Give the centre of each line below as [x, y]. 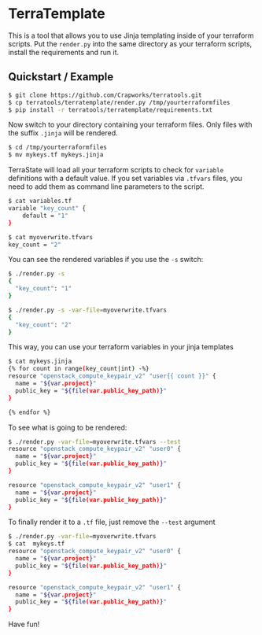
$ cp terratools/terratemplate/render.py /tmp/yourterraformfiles [119, 102]
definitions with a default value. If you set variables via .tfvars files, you [125, 179]
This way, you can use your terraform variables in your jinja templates [121, 347]
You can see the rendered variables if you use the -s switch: [106, 260]
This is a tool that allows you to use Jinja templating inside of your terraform [131, 35]
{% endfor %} [30, 412]
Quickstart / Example [61, 77]
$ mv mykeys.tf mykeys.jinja [56, 155]
